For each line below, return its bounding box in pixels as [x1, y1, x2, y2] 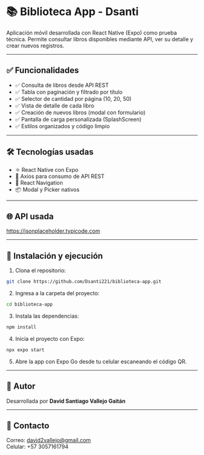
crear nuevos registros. [6, 42, 65, 49]
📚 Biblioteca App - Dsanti [6, 5, 139, 19]
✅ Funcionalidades [6, 65, 80, 76]
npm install [6, 324, 36, 330]
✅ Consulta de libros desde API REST [15, 81, 109, 89]
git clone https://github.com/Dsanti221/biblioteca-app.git [6, 279, 162, 285]
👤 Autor [6, 381, 36, 392]
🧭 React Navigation [15, 179, 63, 186]
